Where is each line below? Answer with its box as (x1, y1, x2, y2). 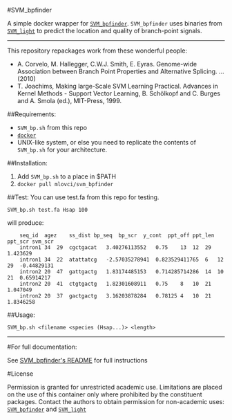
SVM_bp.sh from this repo (17, 124, 88, 131)
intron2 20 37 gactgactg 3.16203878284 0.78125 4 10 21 (19, 293, 212, 300)
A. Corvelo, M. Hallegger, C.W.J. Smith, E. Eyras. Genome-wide (17, 60, 197, 68)
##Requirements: (7, 110, 57, 118)
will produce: (7, 219, 44, 227)
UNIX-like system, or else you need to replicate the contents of (17, 138, 197, 146)
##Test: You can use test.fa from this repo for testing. (7, 193, 159, 201)
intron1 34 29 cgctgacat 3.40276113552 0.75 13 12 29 (19, 244, 212, 251)
